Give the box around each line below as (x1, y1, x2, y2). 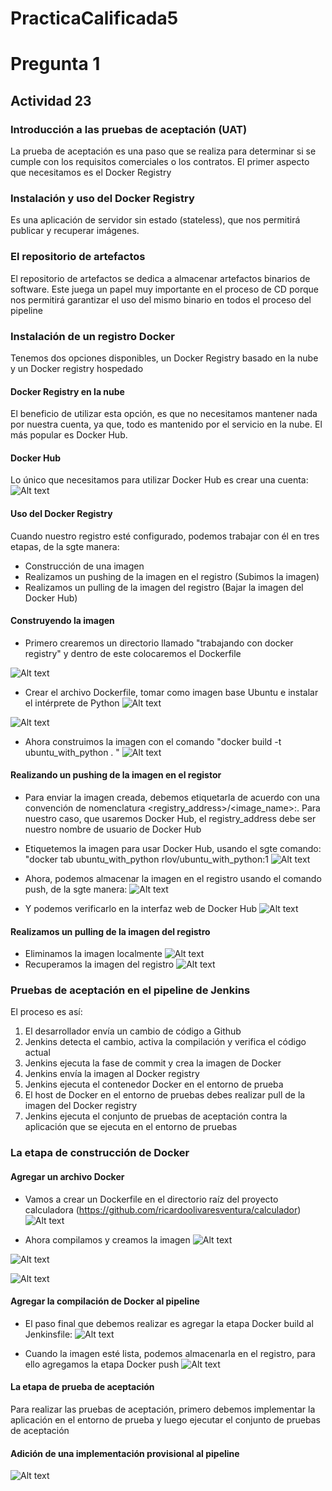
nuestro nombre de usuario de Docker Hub (24, 823, 202, 835)
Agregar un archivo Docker (10, 1170, 125, 1182)
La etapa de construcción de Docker (10, 1146, 190, 1160)
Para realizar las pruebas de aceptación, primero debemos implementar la (10, 1403, 316, 1415)
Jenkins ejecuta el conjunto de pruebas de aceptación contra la (24, 1110, 288, 1122)
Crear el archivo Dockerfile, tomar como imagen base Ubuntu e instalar (24, 686, 319, 698)
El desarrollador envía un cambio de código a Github (24, 1025, 242, 1037)
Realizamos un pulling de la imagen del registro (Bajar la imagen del (24, 581, 304, 593)
